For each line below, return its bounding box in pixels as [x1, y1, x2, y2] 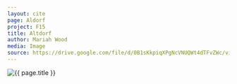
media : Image [7, 43, 46, 50]
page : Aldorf [7, 17, 46, 24]
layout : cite [7, 10, 46, 17]
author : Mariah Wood [7, 36, 68, 43]
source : [7, 50, 30, 57]
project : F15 [7, 23, 46, 30]
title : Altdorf [7, 29, 52, 37]
